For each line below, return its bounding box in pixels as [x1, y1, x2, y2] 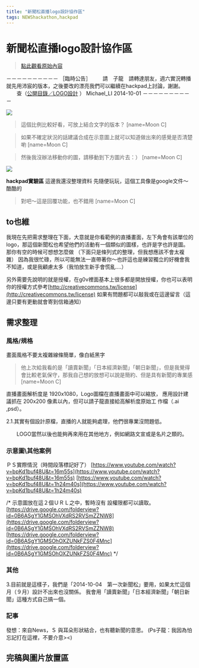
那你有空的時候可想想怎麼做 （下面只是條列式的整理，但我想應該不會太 [6, 248, 179, 256]
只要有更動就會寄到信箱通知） [11, 298, 84, 305]
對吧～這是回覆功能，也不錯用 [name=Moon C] [20, 197, 135, 205]
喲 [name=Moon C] [20, 141, 68, 149]
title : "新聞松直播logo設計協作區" [6, 8, 85, 15]
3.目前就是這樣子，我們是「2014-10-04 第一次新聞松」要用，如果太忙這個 [6, 581, 191, 588]
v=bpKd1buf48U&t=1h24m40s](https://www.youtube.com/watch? [6, 481, 167, 488]
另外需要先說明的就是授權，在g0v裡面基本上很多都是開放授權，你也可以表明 [6, 276, 193, 283]
